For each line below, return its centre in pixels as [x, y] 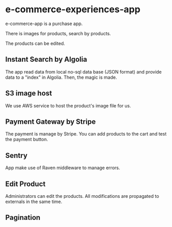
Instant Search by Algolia [46, 60]
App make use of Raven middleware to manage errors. [63, 168]
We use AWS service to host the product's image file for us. [68, 105]
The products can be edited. [35, 43]
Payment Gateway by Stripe [51, 121]
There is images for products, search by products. [58, 33]
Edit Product [26, 184]
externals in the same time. [34, 201]
